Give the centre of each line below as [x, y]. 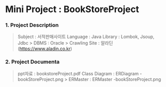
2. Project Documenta [32, 62]
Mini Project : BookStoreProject [72, 9]
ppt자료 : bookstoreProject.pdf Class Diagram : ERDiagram [78, 73]
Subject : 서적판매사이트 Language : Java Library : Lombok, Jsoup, [86, 37]
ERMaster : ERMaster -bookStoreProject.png [115, 79]
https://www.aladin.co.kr [45, 49]
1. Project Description [32, 25]
